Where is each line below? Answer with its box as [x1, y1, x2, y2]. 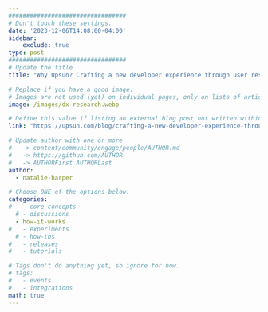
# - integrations [8, 284, 73, 292]
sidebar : [8, 34, 37, 42]
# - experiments [8, 225, 69, 233]
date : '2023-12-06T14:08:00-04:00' [8, 26, 127, 34]
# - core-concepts [8, 203, 77, 211]
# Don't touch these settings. [8, 19, 112, 27]
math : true [8, 291, 45, 299]
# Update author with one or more [8, 136, 124, 144]
